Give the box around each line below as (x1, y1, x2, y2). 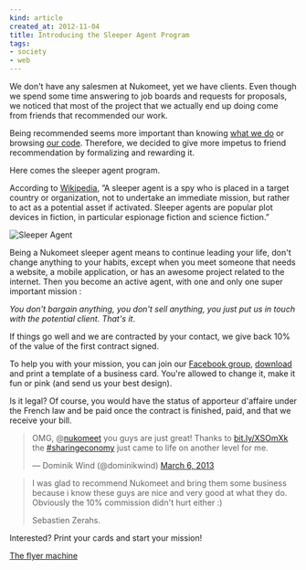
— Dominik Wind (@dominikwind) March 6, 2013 (31, 460, 215, 470)
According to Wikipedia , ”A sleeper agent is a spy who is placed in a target (9, 183, 290, 193)
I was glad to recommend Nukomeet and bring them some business (31, 478, 288, 489)
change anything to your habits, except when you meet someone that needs (9, 257, 296, 268)
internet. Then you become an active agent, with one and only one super (9, 276, 283, 287)
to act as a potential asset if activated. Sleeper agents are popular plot (9, 202, 274, 213)
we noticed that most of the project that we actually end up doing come (9, 100, 279, 111)
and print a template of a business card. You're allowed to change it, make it (9, 368, 295, 379)
